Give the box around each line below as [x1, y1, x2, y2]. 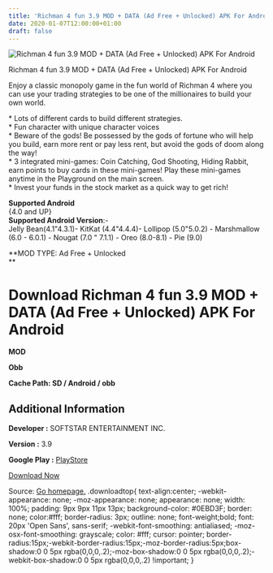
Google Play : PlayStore [8, 455, 88, 465]
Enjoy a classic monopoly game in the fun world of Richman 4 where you [8, 80, 253, 90]
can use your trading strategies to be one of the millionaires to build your [8, 89, 252, 99]
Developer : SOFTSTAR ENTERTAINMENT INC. [8, 424, 166, 433]
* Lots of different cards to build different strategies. [8, 114, 183, 123]
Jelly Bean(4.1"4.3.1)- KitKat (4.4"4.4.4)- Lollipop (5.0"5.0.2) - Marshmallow [8, 224, 260, 234]
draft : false [8, 27, 53, 35]
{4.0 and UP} [8, 207, 52, 217]
